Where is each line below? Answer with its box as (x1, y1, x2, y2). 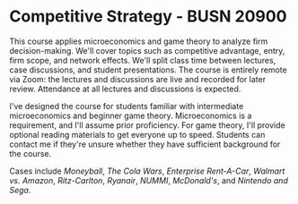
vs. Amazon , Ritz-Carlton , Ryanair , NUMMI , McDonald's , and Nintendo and (9, 174, 289, 185)
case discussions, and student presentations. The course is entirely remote (9, 64, 287, 75)
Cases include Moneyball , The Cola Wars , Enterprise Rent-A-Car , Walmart (9, 166, 285, 176)
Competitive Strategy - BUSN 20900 (9, 6, 287, 27)
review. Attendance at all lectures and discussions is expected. (9, 83, 241, 94)
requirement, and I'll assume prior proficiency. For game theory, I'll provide (9, 119, 285, 131)
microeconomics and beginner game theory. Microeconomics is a (9, 110, 252, 121)
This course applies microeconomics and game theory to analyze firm (9, 36, 268, 47)
